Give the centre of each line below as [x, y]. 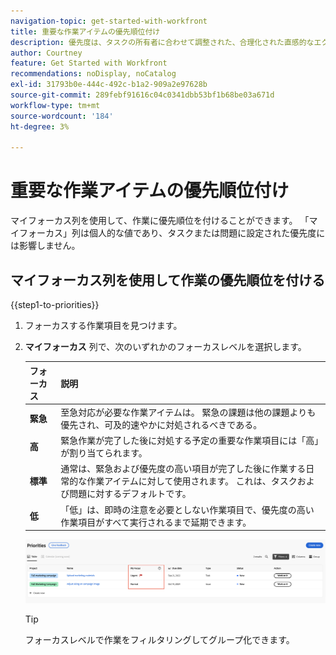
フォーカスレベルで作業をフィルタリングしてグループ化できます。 [159, 639]
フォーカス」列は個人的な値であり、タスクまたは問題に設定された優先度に [172, 233]
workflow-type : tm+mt [55, 105]
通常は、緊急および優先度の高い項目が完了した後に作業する [183, 469]
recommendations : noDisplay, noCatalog [93, 74]
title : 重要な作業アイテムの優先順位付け [85, 31]
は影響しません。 [45, 246]
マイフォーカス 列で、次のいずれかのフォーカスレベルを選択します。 [165, 346]
